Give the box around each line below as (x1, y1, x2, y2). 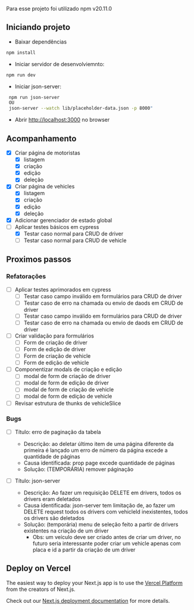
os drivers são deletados (23, 514, 85, 521)
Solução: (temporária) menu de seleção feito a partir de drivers (23, 521, 179, 528)
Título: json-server (14, 477, 61, 484)
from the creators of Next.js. (6, 586, 76, 593)
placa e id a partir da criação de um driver (32, 546, 136, 553)
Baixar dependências (14, 38, 67, 45)
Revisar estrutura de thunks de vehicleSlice (14, 400, 121, 407)
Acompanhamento (6, 134, 77, 144)
